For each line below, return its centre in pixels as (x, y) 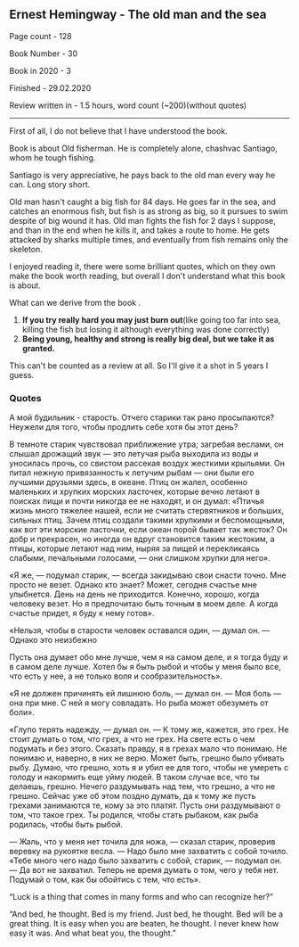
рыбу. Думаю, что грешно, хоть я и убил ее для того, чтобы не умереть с (149, 768)
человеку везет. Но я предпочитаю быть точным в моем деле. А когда (144, 604)
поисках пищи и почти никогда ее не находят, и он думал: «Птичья (137, 501)
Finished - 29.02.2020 (50, 87)
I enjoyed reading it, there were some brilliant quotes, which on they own (142, 266)
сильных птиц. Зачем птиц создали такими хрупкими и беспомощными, (147, 520)
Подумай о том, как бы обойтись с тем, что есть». (105, 880)
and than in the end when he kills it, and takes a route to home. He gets (139, 230)
